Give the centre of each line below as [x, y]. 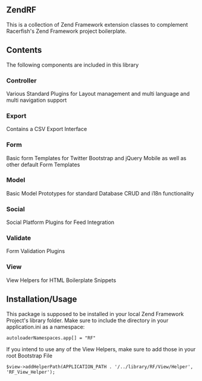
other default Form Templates [43, 164]
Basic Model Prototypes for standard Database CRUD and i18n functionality [100, 193]
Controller [21, 80]
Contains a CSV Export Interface [47, 129]
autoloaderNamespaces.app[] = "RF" [51, 338]
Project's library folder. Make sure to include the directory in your [87, 320]
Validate [19, 238]
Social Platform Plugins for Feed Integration [60, 222]
